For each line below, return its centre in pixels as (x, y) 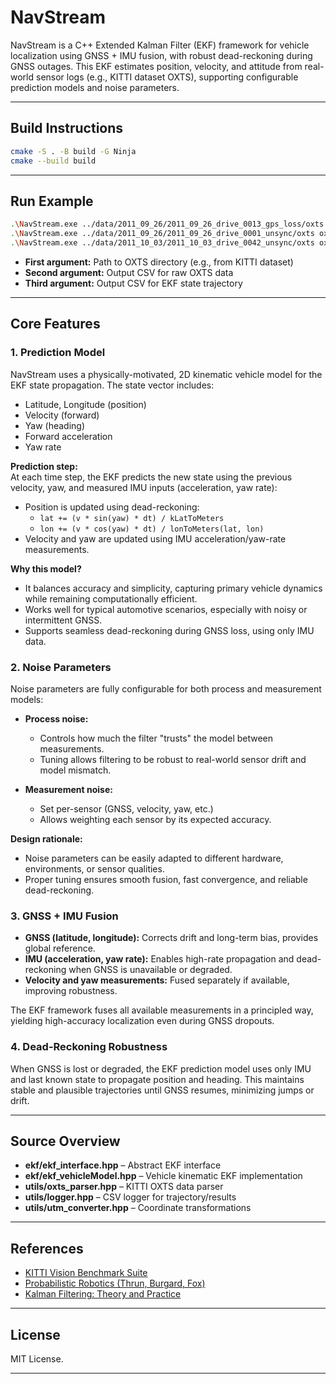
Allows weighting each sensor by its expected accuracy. (155, 819)
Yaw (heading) (55, 425)
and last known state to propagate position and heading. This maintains (157, 1079)
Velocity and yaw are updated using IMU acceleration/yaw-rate (155, 538)
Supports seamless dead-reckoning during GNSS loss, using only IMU (169, 630)
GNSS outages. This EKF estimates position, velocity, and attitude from (156, 66)
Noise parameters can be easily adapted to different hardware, (154, 858)
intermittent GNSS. (63, 620)
